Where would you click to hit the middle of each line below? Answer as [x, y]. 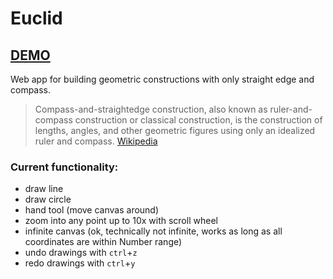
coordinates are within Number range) [103, 242]
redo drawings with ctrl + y [80, 263]
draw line [44, 189]
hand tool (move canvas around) [92, 210]
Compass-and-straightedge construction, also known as [151, 109]
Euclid [36, 18]
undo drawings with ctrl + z [81, 253]
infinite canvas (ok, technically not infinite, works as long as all [153, 231]
